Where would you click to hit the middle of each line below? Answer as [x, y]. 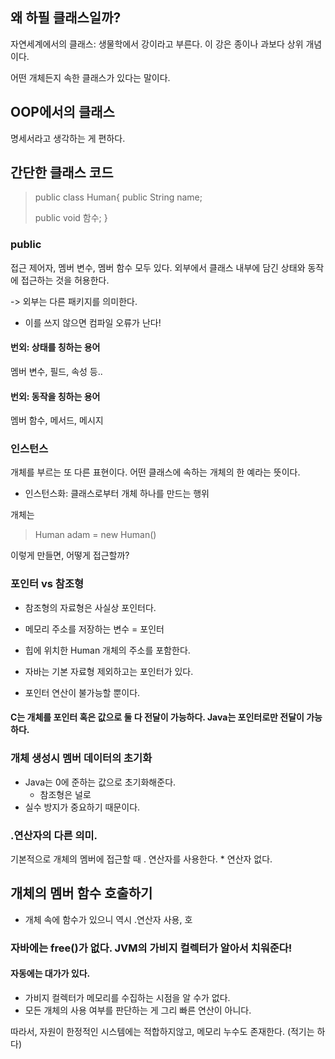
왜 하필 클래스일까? [66, 18]
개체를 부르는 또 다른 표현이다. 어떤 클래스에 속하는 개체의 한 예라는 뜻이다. [155, 472]
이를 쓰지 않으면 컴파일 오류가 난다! [93, 322]
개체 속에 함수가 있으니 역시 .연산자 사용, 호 [108, 919]
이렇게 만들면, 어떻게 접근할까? [70, 555]
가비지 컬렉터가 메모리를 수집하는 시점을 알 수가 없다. [127, 997]
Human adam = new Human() [95, 535]
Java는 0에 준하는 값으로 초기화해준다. [100, 782]
